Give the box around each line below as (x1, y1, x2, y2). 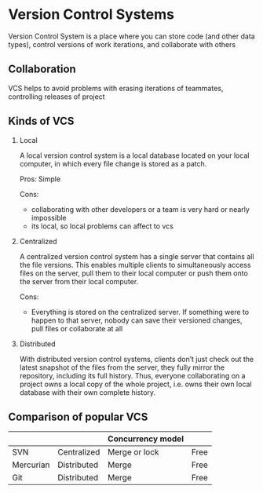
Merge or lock (107, 447, 159, 458)
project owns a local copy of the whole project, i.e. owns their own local (19, 379, 253, 389)
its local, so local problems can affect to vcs (31, 221, 174, 231)
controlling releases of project (8, 92, 105, 101)
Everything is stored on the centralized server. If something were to (31, 307, 250, 316)
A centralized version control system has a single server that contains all (19, 251, 254, 261)
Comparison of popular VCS (8, 410, 148, 423)
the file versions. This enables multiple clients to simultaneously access (19, 260, 251, 269)
